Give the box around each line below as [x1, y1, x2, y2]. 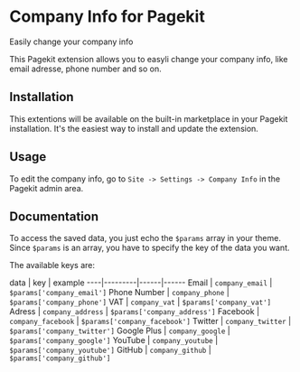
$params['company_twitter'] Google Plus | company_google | [9, 325, 230, 336]
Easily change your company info [9, 36, 134, 47]
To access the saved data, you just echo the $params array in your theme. [9, 233, 282, 244]
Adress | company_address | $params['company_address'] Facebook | [9, 306, 260, 317]
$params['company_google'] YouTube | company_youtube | [9, 335, 219, 346]
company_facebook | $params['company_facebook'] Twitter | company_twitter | [9, 316, 292, 327]
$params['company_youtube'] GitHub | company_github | [9, 345, 212, 356]
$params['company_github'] [9, 354, 111, 363]
